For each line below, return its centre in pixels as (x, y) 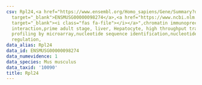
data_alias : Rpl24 (29, 45)
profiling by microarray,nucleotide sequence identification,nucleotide (105, 34)
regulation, (27, 40)
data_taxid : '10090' (32, 67)
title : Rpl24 (23, 73)
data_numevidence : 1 (32, 56)
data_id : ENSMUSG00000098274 (43, 51)
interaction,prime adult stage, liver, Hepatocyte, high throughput (99, 28)
